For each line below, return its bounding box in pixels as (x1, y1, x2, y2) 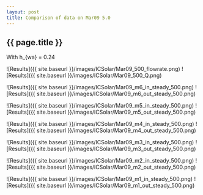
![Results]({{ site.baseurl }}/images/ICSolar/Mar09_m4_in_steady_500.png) (6, 120, 194, 128)
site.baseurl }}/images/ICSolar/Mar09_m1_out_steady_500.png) (36, 182, 195, 189)
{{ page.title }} (6, 37, 63, 48)
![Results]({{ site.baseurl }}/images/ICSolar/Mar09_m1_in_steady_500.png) (6, 175, 193, 183)
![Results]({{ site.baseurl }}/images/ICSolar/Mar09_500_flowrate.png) (6, 65, 180, 73)
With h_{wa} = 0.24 (6, 53, 55, 61)
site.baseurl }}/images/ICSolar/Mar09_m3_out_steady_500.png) (36, 145, 196, 153)
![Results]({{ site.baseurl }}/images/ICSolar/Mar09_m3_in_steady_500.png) (6, 139, 194, 146)
